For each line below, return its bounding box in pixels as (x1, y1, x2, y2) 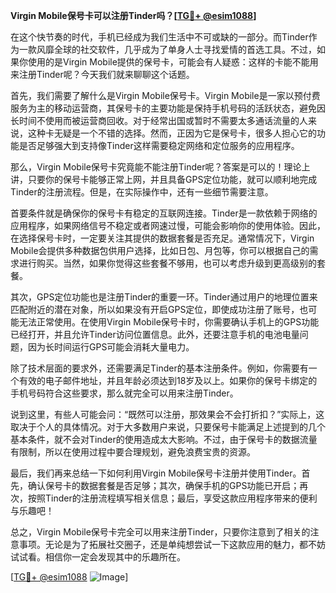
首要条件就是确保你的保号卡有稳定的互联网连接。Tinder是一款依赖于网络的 (10, 207, 318, 219)
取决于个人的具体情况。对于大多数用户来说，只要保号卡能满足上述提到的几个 (10, 421, 326, 433)
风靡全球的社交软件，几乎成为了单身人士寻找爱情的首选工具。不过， (36, 44, 317, 55)
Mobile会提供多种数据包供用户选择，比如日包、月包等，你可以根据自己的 (10, 245, 310, 256)
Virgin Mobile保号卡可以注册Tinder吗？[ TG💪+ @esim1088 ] (10, 10, 257, 21)
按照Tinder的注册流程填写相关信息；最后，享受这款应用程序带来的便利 (27, 492, 318, 504)
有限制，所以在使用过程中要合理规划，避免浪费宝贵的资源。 (10, 446, 256, 458)
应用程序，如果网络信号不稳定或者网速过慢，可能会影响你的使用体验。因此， (10, 220, 326, 231)
